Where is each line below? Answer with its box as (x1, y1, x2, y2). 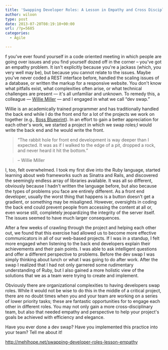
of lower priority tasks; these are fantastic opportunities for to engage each (5, 298, 160, 304)
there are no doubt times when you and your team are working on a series (5, 293, 158, 299)
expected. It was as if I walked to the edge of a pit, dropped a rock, (17, 142, 156, 148)
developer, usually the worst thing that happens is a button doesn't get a (5, 194, 154, 200)
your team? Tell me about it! (5, 329, 62, 335)
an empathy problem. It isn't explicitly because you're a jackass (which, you (5, 64, 161, 70)
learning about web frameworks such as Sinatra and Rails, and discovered (5, 172, 158, 178)
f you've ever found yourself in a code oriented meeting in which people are (5, 53, 161, 59)
